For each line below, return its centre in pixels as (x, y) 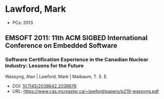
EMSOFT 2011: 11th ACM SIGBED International (76, 38)
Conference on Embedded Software (61, 46)
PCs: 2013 (23, 23)
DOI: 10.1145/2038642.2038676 (44, 86)
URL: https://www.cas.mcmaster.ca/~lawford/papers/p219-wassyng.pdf (85, 91)
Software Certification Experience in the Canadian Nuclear (77, 60)
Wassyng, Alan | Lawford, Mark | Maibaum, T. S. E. (57, 76)
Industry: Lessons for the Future (45, 66)
